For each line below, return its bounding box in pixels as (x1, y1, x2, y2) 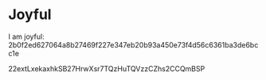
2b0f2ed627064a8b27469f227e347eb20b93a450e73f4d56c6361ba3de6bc (8, 40, 259, 49)
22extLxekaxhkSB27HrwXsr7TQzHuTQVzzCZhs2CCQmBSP (8, 63, 205, 73)
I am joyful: (8, 32, 45, 41)
